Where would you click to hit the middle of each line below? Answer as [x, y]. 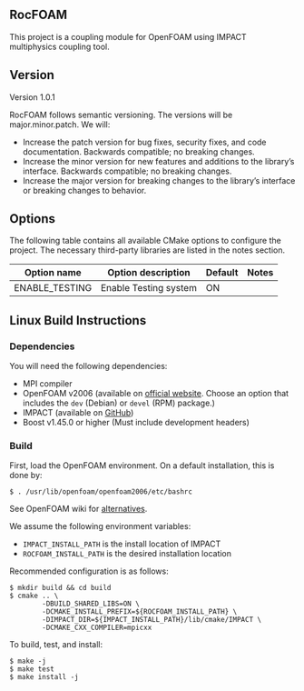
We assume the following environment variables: [100, 526]
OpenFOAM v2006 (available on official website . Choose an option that [155, 394]
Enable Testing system [149, 288]
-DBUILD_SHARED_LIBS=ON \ [91, 604]
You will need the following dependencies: [88, 366]
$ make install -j [44, 677]
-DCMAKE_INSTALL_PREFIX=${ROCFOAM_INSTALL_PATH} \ [140, 612]
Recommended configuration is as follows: [89, 571]
